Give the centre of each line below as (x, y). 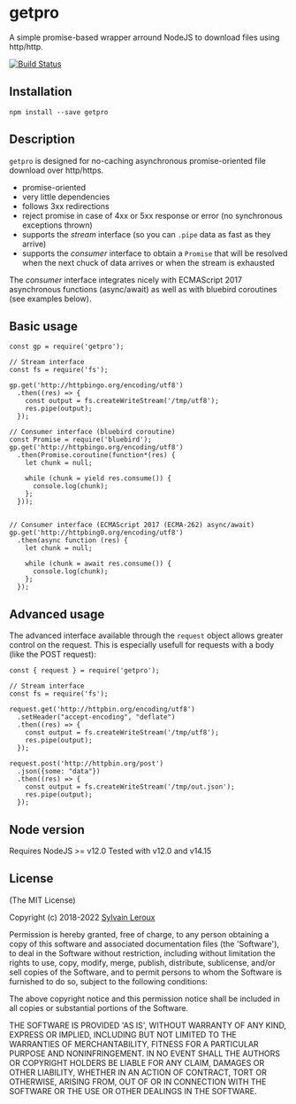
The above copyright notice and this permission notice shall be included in (144, 999)
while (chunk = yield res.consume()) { (99, 478)
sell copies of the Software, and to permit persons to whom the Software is (146, 972)
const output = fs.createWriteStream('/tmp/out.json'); (130, 787)
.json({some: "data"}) (59, 772)
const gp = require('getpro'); (67, 347)
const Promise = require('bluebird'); (80, 440)
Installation (41, 92)
